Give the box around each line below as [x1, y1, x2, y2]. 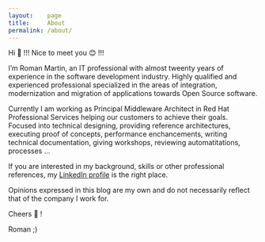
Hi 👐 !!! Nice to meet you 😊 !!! [8, 48, 104, 58]
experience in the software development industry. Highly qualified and [8, 72, 237, 82]
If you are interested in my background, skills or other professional [8, 162, 225, 171]
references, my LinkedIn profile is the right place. [8, 170, 168, 179]
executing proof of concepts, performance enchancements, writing [8, 129, 228, 139]
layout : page [8, 11, 62, 20]
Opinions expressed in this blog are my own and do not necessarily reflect [8, 186, 251, 195]
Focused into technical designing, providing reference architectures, [8, 121, 231, 131]
